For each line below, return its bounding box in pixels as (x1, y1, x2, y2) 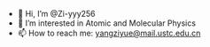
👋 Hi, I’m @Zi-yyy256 (17, 9, 96, 19)
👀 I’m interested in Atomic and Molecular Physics (17, 18, 197, 28)
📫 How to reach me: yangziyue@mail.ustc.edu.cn (17, 27, 201, 38)
